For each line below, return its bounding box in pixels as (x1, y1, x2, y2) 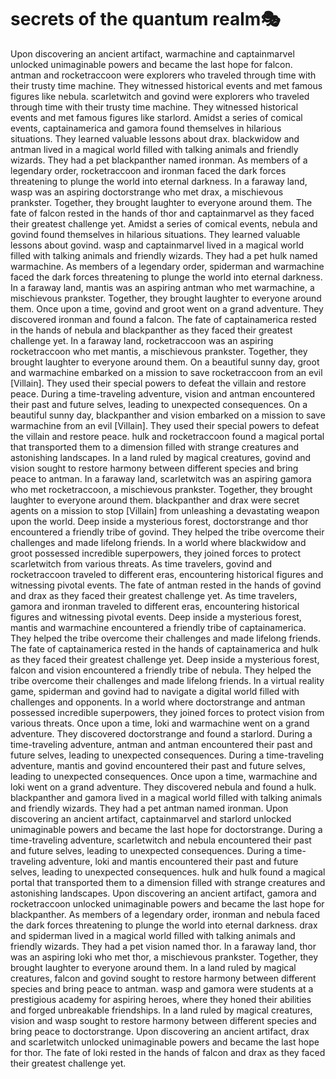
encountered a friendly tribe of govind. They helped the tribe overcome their (10, 526, 325, 538)
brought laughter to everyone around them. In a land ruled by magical (10, 961, 297, 973)
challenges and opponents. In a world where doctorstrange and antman (10, 696, 306, 708)
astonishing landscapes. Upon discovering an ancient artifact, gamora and (10, 887, 317, 899)
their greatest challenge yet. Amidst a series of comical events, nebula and (10, 217, 318, 230)
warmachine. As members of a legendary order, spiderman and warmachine (10, 260, 325, 272)
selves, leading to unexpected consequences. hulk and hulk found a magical (10, 866, 326, 878)
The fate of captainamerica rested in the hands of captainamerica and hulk (10, 642, 319, 655)
